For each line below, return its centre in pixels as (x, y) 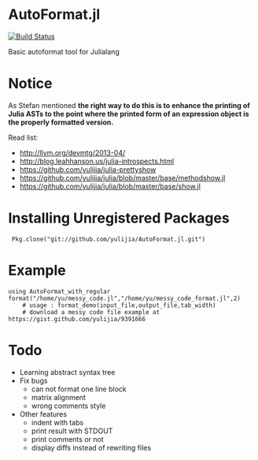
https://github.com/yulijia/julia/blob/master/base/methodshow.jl (122, 178)
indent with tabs (57, 422)
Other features (43, 414)
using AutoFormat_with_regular (59, 291)
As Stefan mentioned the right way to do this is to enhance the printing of (129, 105)
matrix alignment (59, 397)
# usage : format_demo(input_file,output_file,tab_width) (119, 305)
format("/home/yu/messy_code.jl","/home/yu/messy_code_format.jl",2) (125, 298)
